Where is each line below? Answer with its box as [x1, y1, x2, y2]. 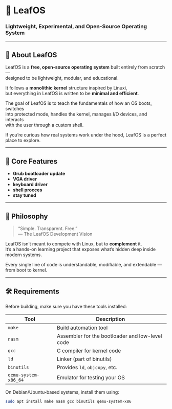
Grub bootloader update [12, 171, 66, 177]
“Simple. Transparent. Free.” [17, 225, 78, 232]
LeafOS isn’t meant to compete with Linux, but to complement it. [5, 240, 142, 247]
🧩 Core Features [5, 157, 58, 166]
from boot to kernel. [5, 267, 48, 273]
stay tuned [12, 192, 37, 198]
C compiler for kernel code [56, 347, 121, 354]
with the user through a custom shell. [5, 122, 84, 128]
